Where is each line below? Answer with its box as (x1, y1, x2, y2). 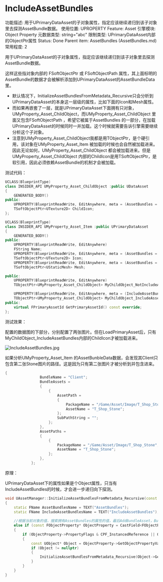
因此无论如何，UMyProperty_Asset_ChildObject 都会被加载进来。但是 (12, 147, 151, 153)
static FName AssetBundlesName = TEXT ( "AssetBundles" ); (14, 505, 130, 510)
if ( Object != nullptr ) (31, 546, 79, 551)
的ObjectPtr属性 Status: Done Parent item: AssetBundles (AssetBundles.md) (5, 37, 157, 44)
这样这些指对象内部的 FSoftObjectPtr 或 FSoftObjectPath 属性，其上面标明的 (5, 70, 157, 76)
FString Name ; (14, 247, 42, 252)
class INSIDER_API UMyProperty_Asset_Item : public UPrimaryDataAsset (5, 224, 149, 229)
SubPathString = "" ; (57, 415, 98, 421)
